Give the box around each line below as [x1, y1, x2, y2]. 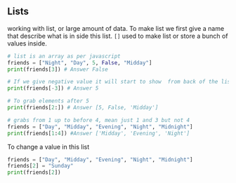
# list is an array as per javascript [7, 53, 121, 60]
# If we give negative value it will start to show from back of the [7, 79, 218, 86]
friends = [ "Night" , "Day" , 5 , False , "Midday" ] [7, 59, 152, 66]
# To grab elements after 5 [7, 97, 90, 104]
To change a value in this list [7, 142, 90, 151]
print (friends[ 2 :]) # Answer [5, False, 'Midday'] [7, 104, 159, 111]
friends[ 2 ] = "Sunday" [7, 163, 74, 170]
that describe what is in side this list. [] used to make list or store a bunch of [7, 32, 228, 40]
